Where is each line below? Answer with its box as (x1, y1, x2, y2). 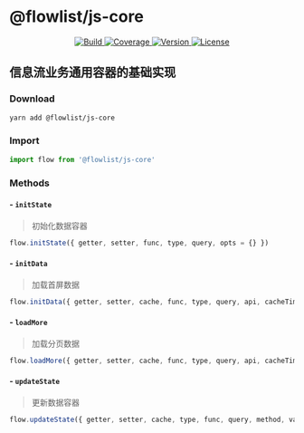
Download (9, 92, 56, 105)
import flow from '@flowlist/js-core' (9, 155, 156, 164)
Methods (9, 177, 50, 189)
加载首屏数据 (31, 279, 80, 290)
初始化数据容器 (31, 220, 88, 231)
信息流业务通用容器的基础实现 (9, 65, 176, 81)
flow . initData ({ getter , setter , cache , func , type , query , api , (9, 297, 261, 306)
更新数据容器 (31, 397, 80, 409)
